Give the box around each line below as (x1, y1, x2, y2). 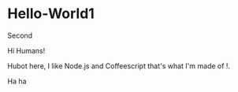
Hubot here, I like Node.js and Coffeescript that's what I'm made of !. (7, 61, 230, 71)
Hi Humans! (7, 46, 46, 55)
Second (7, 31, 33, 40)
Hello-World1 (7, 5, 95, 23)
